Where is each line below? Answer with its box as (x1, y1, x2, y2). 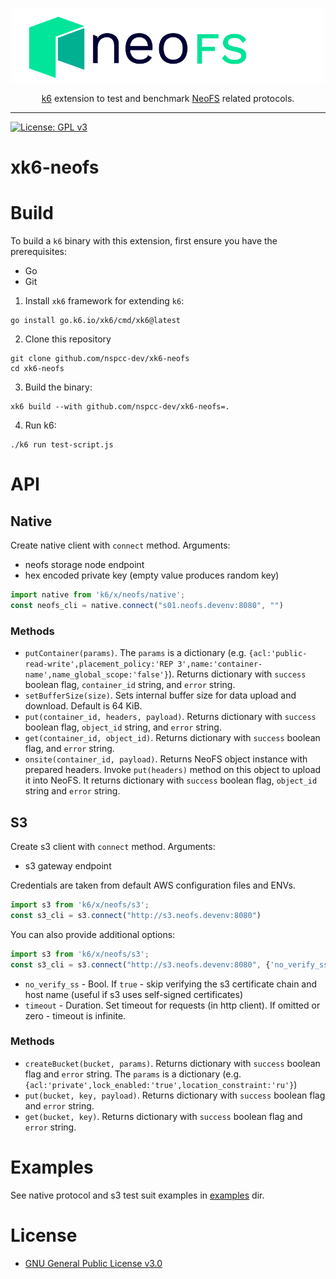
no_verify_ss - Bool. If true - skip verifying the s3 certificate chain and (24, 978, 318, 990)
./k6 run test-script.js (10, 440, 114, 450)
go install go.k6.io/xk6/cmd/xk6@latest (10, 316, 182, 326)
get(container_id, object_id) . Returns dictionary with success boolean (24, 732, 321, 744)
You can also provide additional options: (10, 928, 176, 940)
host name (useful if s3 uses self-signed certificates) (24, 988, 244, 1000)
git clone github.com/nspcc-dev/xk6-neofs (10, 354, 190, 364)
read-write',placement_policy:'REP (24, 659, 174, 670)
